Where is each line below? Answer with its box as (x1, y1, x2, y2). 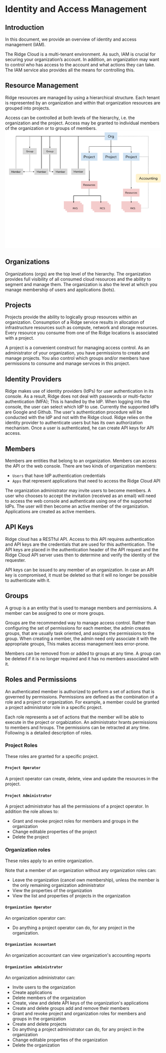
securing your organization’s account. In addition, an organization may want (5, 57, 160, 62)
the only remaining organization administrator (12, 882, 105, 888)
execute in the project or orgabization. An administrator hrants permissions (5, 719, 158, 725)
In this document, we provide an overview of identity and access (5, 36, 137, 42)
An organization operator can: (5, 915, 66, 921)
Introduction (5, 23, 44, 32)
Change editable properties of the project (12, 829, 97, 835)
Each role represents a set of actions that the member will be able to (5, 714, 144, 720)
